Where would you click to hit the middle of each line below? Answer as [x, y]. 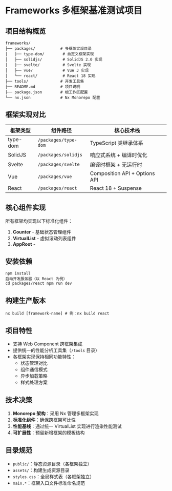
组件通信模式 [34, 369]
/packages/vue [55, 176]
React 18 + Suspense [116, 188]
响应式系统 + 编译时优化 [119, 155]
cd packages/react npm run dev [39, 283]
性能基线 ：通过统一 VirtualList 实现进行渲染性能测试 [67, 426]
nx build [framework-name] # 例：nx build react [57, 313]
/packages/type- [58, 140]
